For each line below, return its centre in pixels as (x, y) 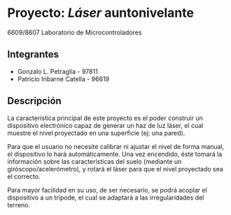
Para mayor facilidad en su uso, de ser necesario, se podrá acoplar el (107, 190)
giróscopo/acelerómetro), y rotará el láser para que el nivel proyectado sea (115, 169)
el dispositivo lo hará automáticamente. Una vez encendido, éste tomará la (115, 154)
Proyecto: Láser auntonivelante (101, 13)
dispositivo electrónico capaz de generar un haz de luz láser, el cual (105, 125)
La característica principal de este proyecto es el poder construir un (105, 118)
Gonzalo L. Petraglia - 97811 (57, 71)
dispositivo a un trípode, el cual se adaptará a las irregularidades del (106, 197)
